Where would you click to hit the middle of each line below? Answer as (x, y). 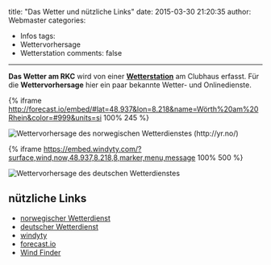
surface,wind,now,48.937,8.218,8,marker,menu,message (102, 158)
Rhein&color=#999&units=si (55, 118)
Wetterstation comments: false (71, 53)
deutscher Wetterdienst (59, 226)
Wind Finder (40, 252)
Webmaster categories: (47, 20)
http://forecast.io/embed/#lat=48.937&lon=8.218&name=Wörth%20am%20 (133, 109)
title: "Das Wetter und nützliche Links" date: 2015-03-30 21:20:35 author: (130, 12)
